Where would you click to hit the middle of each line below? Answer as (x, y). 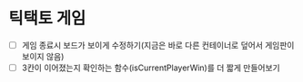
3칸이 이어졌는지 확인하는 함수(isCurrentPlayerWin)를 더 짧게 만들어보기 (151, 68)
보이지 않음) (43, 56)
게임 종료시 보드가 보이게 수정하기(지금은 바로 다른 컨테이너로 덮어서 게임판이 (158, 45)
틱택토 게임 (47, 18)
